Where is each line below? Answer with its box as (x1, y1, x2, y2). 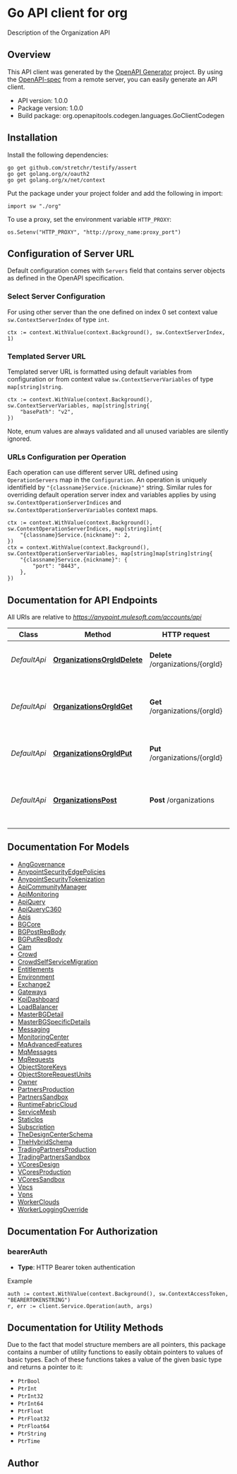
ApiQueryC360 (17, 905, 62, 913)
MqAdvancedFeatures (17, 1040, 83, 1048)
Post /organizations (149, 795, 215, 805)
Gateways (17, 987, 47, 996)
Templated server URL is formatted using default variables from (7, 367, 193, 376)
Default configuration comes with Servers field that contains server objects (7, 266, 226, 275)
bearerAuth (7, 1247, 48, 1256)
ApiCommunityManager (17, 882, 87, 891)
